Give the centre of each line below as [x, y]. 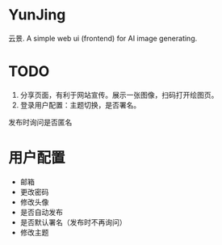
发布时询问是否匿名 [40, 122]
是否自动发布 [41, 212]
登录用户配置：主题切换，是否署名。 [80, 105]
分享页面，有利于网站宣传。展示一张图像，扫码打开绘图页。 [119, 95]
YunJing [37, 15]
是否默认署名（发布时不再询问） [73, 222]
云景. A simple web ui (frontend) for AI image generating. [103, 38]
